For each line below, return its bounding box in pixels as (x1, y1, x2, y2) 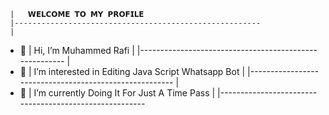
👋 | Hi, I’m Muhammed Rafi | (19, 45, 135, 56)
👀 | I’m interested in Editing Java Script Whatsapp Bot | (19, 66, 246, 77)
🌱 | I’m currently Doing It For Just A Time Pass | (19, 87, 216, 99)
